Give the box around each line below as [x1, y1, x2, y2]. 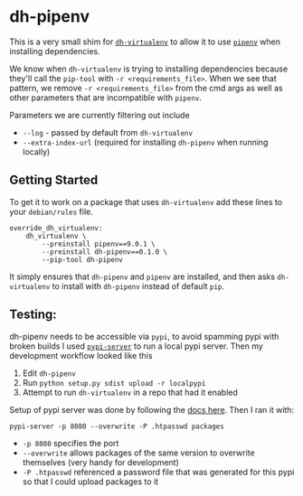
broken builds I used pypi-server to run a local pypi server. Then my [9, 341, 264, 351]
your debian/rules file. [9, 206, 93, 217]
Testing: [9, 307, 57, 323]
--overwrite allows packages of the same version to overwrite [22, 447, 255, 458]
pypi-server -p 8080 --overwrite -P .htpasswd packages [9, 422, 224, 431]
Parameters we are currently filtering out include [9, 109, 190, 120]
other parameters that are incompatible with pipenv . [9, 92, 202, 103]
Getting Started [9, 173, 99, 188]
